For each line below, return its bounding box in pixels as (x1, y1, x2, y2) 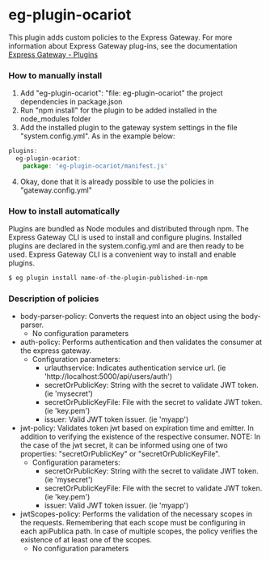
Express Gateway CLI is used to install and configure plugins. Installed (8, 232, 243, 242)
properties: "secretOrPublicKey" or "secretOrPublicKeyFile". (19, 449, 221, 459)
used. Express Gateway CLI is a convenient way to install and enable (8, 249, 237, 260)
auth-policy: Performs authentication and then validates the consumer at (19, 338, 263, 347)
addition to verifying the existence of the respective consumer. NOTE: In (19, 431, 261, 442)
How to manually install (8, 70, 103, 81)
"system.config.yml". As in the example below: (19, 131, 175, 141)
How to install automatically (8, 205, 120, 216)
